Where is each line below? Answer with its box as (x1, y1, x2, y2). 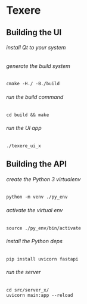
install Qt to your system (6, 44, 66, 51)
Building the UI (6, 27, 62, 38)
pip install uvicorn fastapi (6, 256, 79, 262)
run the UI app (6, 125, 42, 132)
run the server (6, 269, 41, 276)
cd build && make (6, 111, 49, 118)
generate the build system (6, 62, 70, 69)
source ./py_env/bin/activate (6, 225, 82, 231)
